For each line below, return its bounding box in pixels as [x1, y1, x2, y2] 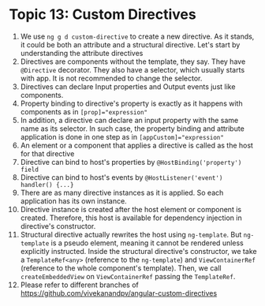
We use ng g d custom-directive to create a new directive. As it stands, [20, 32, 255, 41]
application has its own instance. [20, 196, 127, 206]
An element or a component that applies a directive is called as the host [20, 140, 253, 150]
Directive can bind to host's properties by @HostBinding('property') [20, 157, 242, 166]
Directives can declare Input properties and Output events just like [20, 81, 236, 91]
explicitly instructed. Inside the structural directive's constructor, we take [20, 246, 257, 256]
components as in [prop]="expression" [20, 106, 148, 116]
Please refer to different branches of [20, 280, 139, 289]
